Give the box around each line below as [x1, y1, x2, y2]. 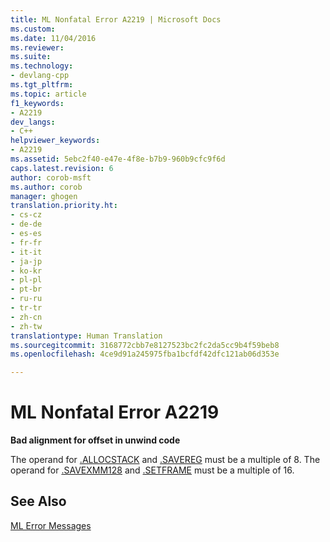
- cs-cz [10, 210, 43, 220]
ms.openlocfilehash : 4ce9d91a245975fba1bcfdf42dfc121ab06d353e [10, 349, 280, 360]
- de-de [10, 219, 43, 230]
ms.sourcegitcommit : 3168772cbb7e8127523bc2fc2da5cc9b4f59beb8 [10, 340, 280, 350]
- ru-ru [10, 294, 43, 304]
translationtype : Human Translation [10, 331, 163, 341]
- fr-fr [10, 237, 43, 248]
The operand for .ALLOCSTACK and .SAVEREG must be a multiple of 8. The [10, 454, 321, 466]
